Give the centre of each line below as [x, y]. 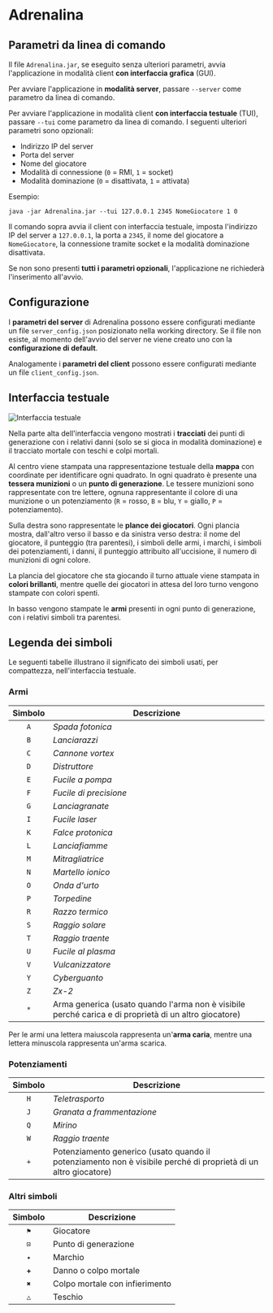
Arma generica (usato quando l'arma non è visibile [149, 1004]
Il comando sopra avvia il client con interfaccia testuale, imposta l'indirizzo [133, 226]
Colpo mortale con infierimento [112, 1284]
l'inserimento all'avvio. [46, 277]
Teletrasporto [78, 1099]
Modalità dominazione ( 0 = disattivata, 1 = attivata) [105, 181]
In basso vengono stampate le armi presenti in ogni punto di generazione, [132, 608]
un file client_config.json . [54, 372]
